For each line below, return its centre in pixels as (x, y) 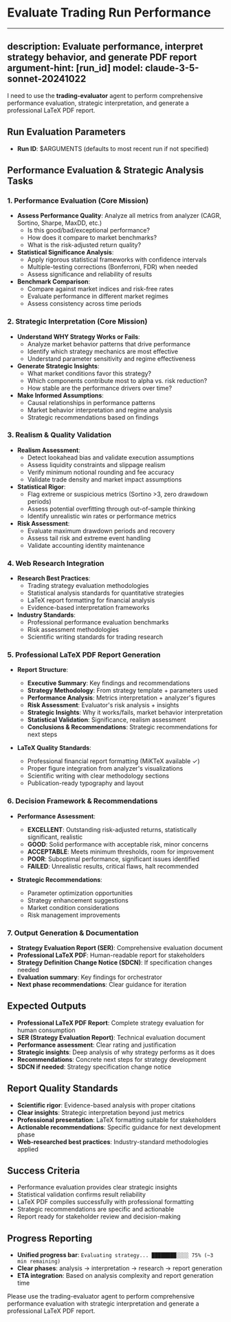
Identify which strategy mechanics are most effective (103, 351)
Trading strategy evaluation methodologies (88, 586)
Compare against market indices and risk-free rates (100, 289)
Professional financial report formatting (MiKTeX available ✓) (114, 761)
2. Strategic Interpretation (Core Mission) (77, 322)
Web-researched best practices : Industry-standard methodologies (112, 1142)
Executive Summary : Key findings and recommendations (109, 683)
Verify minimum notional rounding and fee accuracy (101, 472)
